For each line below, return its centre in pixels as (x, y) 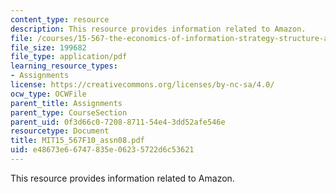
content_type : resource (60, 19)
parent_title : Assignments (66, 103)
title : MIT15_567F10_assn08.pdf (77, 141)
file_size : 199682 (48, 47)
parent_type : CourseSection (69, 112)
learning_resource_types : (64, 66)
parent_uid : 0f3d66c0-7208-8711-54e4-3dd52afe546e (118, 122)
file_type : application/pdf (69, 57)
